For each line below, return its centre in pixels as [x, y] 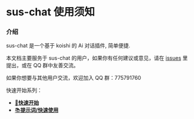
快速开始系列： [24, 90]
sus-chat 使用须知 [51, 12]
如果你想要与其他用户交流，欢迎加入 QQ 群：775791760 [73, 78]
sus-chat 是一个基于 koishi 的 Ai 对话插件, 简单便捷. [68, 46]
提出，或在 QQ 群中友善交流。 [43, 66]
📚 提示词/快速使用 [36, 110]
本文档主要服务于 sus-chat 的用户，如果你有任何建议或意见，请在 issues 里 [97, 58]
